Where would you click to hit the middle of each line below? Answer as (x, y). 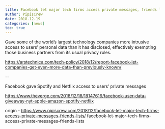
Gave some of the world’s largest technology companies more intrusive (77, 42)
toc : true (15, 28)
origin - (13, 111)
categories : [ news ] (25, 23)
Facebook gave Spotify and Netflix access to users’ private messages (76, 86)
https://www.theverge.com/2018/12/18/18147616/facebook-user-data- (76, 96)
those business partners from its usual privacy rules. (58, 53)
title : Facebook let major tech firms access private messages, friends (81, 10)
